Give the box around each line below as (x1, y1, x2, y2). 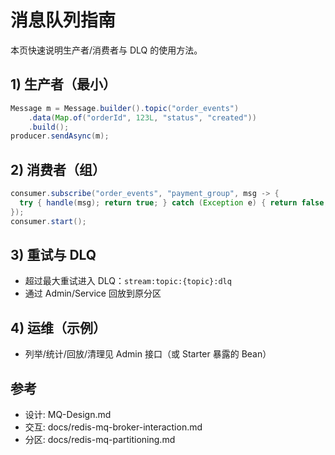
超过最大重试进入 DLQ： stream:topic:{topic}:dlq (24, 275, 232, 287)
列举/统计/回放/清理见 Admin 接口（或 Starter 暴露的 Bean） (24, 348, 272, 360)
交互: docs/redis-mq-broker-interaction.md (24, 421, 203, 433)
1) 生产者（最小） (10, 76, 117, 93)
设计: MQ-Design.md (24, 409, 112, 420)
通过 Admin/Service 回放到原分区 (24, 287, 162, 300)
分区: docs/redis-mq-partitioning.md (24, 434, 176, 445)
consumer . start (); (10, 216, 87, 226)
